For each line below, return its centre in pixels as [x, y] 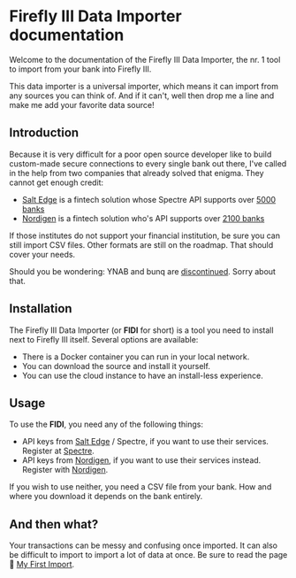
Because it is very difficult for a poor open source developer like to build [140, 154]
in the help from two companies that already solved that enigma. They [137, 173]
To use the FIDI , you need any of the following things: [106, 424]
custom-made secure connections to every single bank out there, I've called [148, 163]
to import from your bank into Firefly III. [80, 69]
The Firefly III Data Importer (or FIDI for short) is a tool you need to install [141, 330]
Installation [41, 308]
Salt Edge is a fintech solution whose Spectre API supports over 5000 [149, 199]
